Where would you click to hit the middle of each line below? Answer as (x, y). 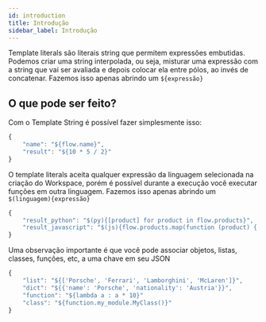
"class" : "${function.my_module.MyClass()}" (97, 303)
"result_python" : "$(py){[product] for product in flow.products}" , (138, 220)
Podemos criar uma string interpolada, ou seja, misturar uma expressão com (133, 61)
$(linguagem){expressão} (49, 199)
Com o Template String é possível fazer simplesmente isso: (105, 122)
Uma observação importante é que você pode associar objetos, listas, (123, 250)
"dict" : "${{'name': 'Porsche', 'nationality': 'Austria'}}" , (127, 288)
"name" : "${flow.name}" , (64, 145)
